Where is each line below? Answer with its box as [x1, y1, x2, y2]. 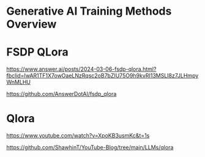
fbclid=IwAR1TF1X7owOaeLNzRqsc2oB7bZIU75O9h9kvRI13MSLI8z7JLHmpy [6, 72, 199, 79]
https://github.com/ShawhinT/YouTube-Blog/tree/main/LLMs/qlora [6, 144, 174, 151]
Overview [6, 17, 57, 31]
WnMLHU [6, 78, 31, 86]
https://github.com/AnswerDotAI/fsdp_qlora [6, 90, 117, 98]
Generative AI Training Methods [6, 4, 172, 18]
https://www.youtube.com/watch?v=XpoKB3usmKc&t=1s [6, 132, 150, 139]
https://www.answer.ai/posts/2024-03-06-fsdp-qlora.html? [6, 65, 157, 73]
